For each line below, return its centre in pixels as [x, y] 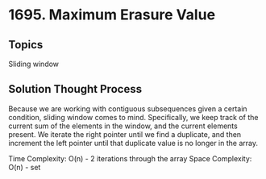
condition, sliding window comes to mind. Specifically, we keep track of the [133, 117]
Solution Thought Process [75, 89]
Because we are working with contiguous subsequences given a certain [128, 108]
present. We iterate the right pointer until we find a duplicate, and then [125, 134]
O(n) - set [25, 167]
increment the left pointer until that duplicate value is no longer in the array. [133, 143]
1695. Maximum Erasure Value [112, 15]
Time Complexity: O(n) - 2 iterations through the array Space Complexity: [130, 158]
